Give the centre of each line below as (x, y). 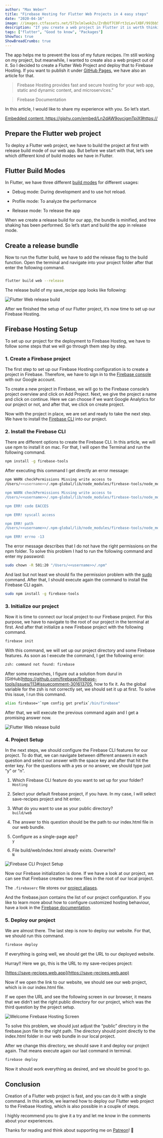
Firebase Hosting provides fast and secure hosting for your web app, (86, 85)
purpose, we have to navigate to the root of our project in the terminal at (77, 622)
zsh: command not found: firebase (40, 665)
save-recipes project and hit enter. (47, 799)
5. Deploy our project (30, 920)
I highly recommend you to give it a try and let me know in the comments (78, 1116)
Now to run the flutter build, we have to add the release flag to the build (76, 257)
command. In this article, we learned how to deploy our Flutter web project (80, 1101)
